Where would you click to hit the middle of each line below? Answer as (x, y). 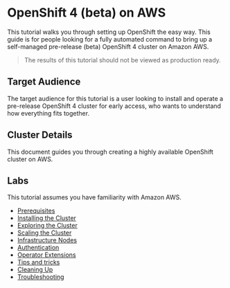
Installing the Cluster (46, 218)
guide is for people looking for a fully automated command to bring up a (110, 39)
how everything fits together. (48, 113)
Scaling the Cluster (44, 233)
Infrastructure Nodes (47, 240)
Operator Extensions (46, 255)
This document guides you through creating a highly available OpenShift (110, 152)
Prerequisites (36, 211)
